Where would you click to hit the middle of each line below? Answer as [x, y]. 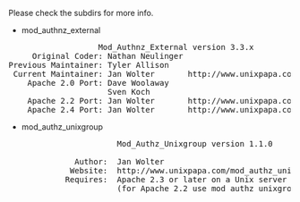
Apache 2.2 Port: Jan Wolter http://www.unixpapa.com [162, 101]
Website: [89, 170]
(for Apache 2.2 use [162, 188]
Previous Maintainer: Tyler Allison [89, 65]
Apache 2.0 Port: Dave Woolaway [98, 83]
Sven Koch [129, 92]
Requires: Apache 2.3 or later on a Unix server [176, 179]
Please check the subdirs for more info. [81, 13]
